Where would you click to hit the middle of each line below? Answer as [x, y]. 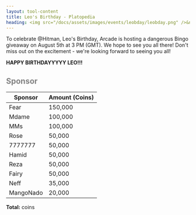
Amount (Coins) [71, 98]
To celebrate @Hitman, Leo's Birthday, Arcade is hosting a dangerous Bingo [97, 39]
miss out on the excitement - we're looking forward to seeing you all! [88, 51]
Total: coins [20, 207]
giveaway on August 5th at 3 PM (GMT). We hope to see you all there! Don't [97, 45]
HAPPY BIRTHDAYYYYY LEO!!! [44, 63]
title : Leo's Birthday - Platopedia [50, 17]
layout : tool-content [32, 11]
